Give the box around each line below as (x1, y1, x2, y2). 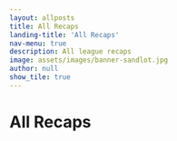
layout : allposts (9, 13, 75, 23)
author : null (9, 65, 59, 74)
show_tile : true (9, 73, 71, 82)
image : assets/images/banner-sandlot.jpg (9, 55, 169, 65)
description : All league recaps (9, 47, 132, 56)
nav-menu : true (9, 38, 67, 48)
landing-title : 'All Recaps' (9, 30, 120, 39)
